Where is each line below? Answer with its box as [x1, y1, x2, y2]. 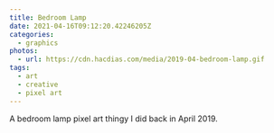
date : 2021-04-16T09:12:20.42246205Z [9, 22, 152, 31]
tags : [9, 64, 30, 73]
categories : [9, 30, 54, 39]
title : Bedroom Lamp [9, 13, 88, 22]
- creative [17, 80, 59, 89]
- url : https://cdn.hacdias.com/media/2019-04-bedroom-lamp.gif [17, 55, 265, 64]
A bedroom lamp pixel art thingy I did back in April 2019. [9, 113, 219, 124]
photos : [9, 47, 39, 56]
